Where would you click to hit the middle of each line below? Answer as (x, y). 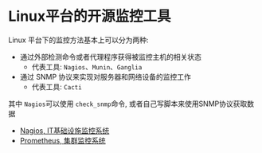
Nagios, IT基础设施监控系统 (65, 130)
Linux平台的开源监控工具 (90, 16)
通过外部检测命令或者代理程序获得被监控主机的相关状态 (110, 57)
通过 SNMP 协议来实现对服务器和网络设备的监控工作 (105, 76)
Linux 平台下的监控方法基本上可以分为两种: (78, 40)
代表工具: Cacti (57, 86)
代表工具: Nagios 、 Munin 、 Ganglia (87, 67)
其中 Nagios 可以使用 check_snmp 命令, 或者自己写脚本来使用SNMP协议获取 (128, 104)
